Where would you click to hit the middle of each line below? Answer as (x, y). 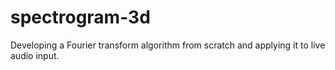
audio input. (35, 55)
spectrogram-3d (80, 17)
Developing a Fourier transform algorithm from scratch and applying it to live (168, 45)
